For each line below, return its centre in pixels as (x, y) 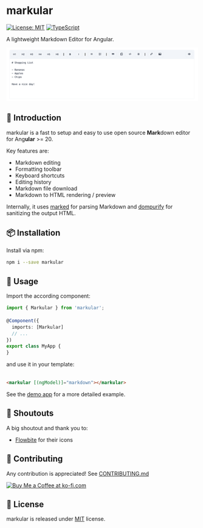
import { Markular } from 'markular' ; (55, 308)
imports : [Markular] (38, 327)
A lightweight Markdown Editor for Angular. (60, 39)
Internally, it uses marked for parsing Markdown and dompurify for (90, 207)
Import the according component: (48, 296)
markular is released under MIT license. (56, 519)
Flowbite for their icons (44, 440)
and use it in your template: (40, 365)
